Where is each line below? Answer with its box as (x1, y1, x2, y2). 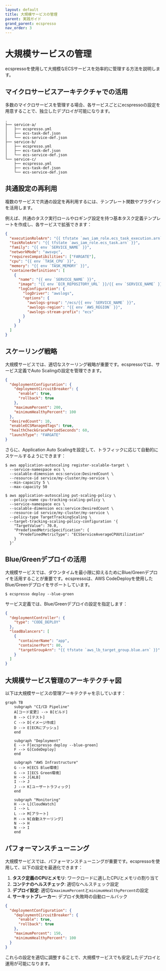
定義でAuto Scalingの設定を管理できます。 (18, 367, 104, 373)
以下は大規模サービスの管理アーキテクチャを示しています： (5, 690, 126, 696)
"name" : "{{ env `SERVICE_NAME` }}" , (18, 277, 96, 282)
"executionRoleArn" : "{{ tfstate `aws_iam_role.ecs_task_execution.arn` (9, 236, 163, 241)
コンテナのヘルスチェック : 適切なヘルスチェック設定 (12, 881, 119, 887)
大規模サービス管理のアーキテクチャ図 (5, 676, 122, 685)
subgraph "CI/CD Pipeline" (14, 705, 70, 709)
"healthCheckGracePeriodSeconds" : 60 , (9, 428, 90, 433)
